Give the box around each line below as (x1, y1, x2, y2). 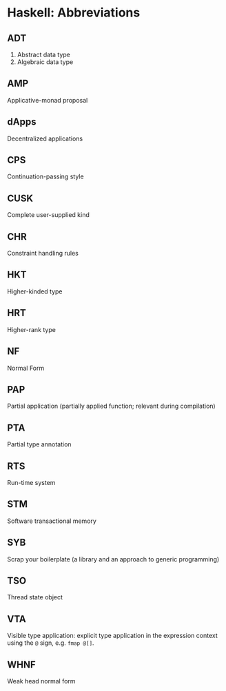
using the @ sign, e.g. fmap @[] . (7, 639, 94, 647)
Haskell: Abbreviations (7, 5, 141, 21)
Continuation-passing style (7, 172, 84, 181)
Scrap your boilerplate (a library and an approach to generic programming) (7, 555, 220, 563)
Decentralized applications (7, 134, 83, 143)
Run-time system (7, 478, 56, 486)
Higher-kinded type (7, 287, 63, 296)
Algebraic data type (17, 58, 74, 66)
